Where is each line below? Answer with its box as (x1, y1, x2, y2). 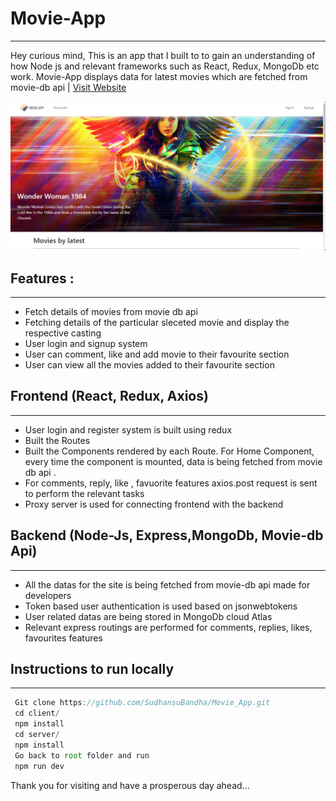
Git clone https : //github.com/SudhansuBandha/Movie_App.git (14, 698, 271, 708)
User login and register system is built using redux (24, 423, 233, 436)
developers (24, 589, 72, 601)
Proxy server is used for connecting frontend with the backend (24, 498, 284, 510)
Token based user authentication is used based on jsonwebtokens (24, 600, 298, 612)
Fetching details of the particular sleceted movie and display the (24, 316, 290, 328)
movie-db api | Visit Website (10, 81, 127, 93)
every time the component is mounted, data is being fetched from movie (24, 455, 323, 467)
